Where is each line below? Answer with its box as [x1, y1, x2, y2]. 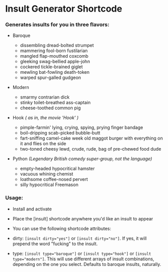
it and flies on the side [20, 141, 67, 147]
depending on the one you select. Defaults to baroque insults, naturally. [12, 261, 161, 267]
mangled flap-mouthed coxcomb [20, 53, 89, 59]
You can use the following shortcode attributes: [12, 225, 111, 232]
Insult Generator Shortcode [5, 3, 123, 15]
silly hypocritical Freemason [20, 182, 79, 188]
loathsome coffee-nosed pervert [20, 176, 88, 183]
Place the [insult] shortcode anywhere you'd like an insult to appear [12, 215, 153, 221]
